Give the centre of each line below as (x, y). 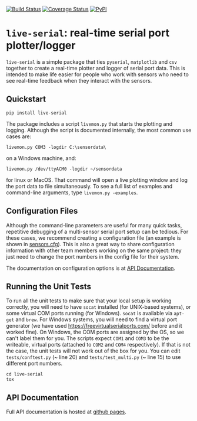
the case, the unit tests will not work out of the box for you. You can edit (93, 351)
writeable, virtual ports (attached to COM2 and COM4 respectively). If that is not (98, 345)
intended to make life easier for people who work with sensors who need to (98, 74)
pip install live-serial (36, 113)
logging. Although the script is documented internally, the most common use (99, 130)
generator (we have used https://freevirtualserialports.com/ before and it (94, 326)
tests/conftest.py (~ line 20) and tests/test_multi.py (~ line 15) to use (94, 357)
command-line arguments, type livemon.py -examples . (72, 192)
